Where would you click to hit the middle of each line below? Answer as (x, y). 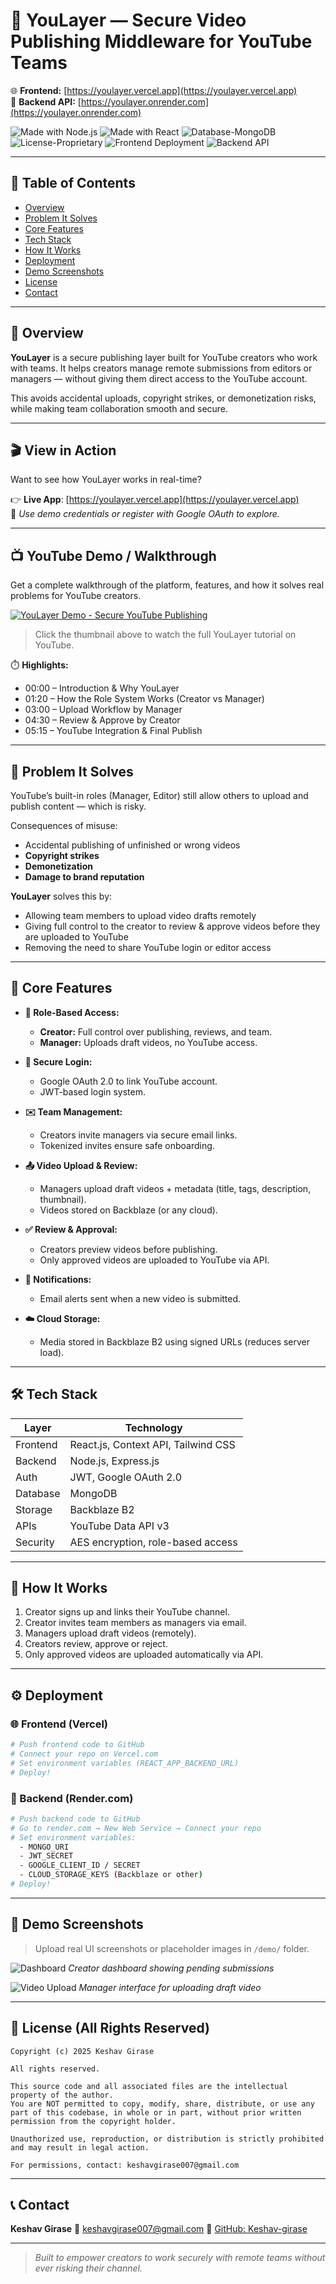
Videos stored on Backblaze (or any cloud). (128, 1210)
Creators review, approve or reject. (96, 1644)
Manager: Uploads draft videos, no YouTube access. (148, 1042)
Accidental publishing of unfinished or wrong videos (132, 845)
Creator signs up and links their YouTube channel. (127, 1612)
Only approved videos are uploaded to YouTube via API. (154, 1260)
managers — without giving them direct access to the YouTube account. (159, 378)
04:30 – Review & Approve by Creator (102, 720)
